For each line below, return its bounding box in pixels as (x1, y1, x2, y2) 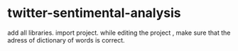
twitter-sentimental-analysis (7, 5, 181, 21)
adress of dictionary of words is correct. (7, 35, 126, 44)
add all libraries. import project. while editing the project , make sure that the (7, 28, 231, 37)
